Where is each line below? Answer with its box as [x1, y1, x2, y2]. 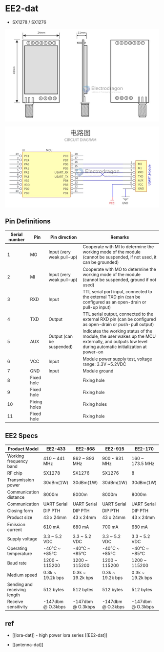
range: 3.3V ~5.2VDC [82, 361, 126, 367]
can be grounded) [82, 259, 119, 265]
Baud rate [7, 560, 27, 566]
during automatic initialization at [82, 344, 147, 350]
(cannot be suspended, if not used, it [82, 254, 157, 260]
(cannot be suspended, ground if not [82, 277, 157, 282]
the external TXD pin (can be [82, 294, 141, 300]
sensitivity [7, 604, 28, 610]
